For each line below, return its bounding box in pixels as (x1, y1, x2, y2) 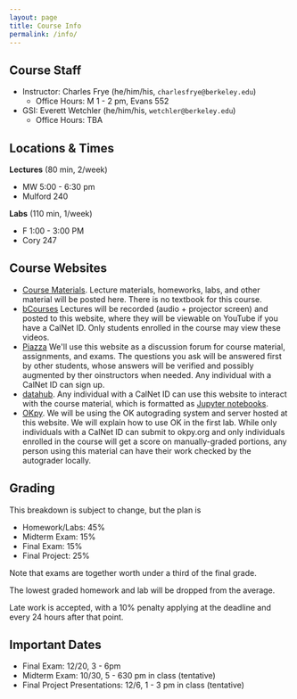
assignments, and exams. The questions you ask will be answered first (21, 350, 283, 361)
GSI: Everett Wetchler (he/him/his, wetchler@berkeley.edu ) (21, 105, 236, 116)
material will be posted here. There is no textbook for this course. (21, 293, 263, 304)
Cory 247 (21, 235, 57, 245)
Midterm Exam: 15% (21, 531, 96, 542)
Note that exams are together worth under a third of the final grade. (9, 567, 257, 578)
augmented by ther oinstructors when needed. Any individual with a (21, 369, 272, 380)
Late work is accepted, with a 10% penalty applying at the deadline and (9, 602, 272, 613)
